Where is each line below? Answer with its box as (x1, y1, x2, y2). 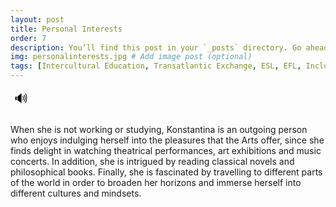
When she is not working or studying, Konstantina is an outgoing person (10, 124, 308, 135)
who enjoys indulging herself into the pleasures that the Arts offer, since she (10, 134, 325, 146)
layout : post (10, 14, 65, 25)
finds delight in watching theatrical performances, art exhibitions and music (10, 145, 322, 156)
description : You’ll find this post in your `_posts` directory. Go (10, 42, 302, 53)
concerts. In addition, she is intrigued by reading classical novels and (10, 156, 295, 167)
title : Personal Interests (10, 24, 123, 34)
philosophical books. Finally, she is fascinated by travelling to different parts (10, 166, 323, 178)
